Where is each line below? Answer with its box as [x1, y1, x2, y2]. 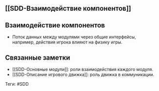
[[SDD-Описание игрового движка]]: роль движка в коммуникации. [12, 71, 155, 78]
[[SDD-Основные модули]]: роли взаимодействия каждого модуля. [12, 67, 153, 72]
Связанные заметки [5, 53, 70, 62]
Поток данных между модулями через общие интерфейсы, [12, 34, 136, 40]
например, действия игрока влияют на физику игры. [12, 39, 123, 45]
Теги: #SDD [5, 81, 29, 87]
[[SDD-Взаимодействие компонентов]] [5, 4, 131, 13]
